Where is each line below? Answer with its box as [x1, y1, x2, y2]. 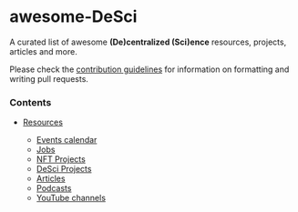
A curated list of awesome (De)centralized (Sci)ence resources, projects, [9, 36, 287, 47]
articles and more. [9, 45, 77, 56]
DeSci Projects [36, 164, 92, 175]
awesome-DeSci [9, 6, 138, 27]
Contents [9, 96, 52, 108]
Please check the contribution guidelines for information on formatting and [9, 64, 290, 75]
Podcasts [36, 183, 72, 194]
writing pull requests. [9, 73, 89, 84]
